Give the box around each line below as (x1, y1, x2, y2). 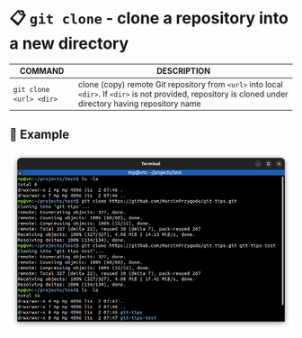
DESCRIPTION (156, 66, 211, 77)
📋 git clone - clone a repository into (9, 8, 289, 29)
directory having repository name (77, 97, 201, 109)
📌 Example (9, 126, 70, 142)
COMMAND (19, 66, 65, 77)
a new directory (9, 33, 129, 54)
